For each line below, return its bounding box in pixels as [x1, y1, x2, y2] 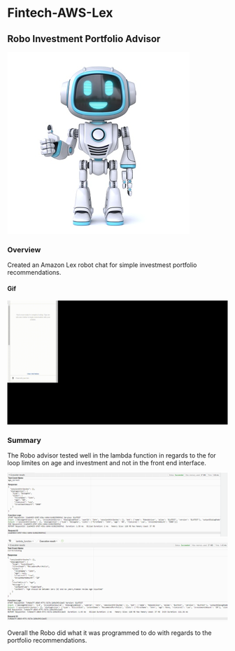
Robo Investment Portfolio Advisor [7, 33, 161, 45]
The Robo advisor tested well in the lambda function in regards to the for [7, 451, 217, 460]
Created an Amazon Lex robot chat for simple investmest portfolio [7, 261, 197, 269]
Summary [7, 435, 42, 445]
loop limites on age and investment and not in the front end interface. [7, 459, 206, 467]
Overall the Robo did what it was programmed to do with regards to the [7, 629, 212, 637]
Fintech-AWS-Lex [7, 5, 113, 21]
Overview [7, 245, 41, 254]
